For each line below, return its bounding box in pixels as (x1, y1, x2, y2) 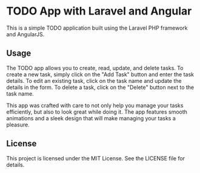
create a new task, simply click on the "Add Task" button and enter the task (6, 71, 194, 78)
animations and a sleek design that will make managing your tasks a (6, 114, 176, 122)
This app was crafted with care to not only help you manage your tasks (6, 102, 184, 109)
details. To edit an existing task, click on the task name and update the (6, 77, 182, 84)
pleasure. (6, 121, 30, 128)
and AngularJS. (6, 30, 45, 38)
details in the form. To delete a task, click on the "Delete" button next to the (6, 83, 195, 91)
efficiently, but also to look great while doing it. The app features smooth (6, 108, 188, 116)
